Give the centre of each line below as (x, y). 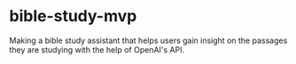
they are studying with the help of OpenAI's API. (97, 49)
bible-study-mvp (73, 16)
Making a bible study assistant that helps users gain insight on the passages (148, 40)
